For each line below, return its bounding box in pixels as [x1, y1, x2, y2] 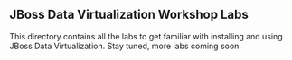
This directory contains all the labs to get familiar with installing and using [9, 30, 283, 41]
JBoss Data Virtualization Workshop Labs [9, 7, 249, 22]
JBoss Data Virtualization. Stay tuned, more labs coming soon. [9, 40, 242, 51]
